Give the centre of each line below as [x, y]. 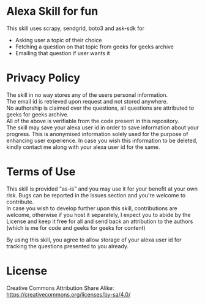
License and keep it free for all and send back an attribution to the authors [100, 221]
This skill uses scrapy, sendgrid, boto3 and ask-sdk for [76, 28]
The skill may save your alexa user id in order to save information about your [102, 127]
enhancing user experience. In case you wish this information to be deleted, [102, 140]
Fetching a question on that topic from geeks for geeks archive [95, 47]
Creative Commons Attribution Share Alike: [60, 288]
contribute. [20, 202]
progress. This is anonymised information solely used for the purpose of [97, 134]
